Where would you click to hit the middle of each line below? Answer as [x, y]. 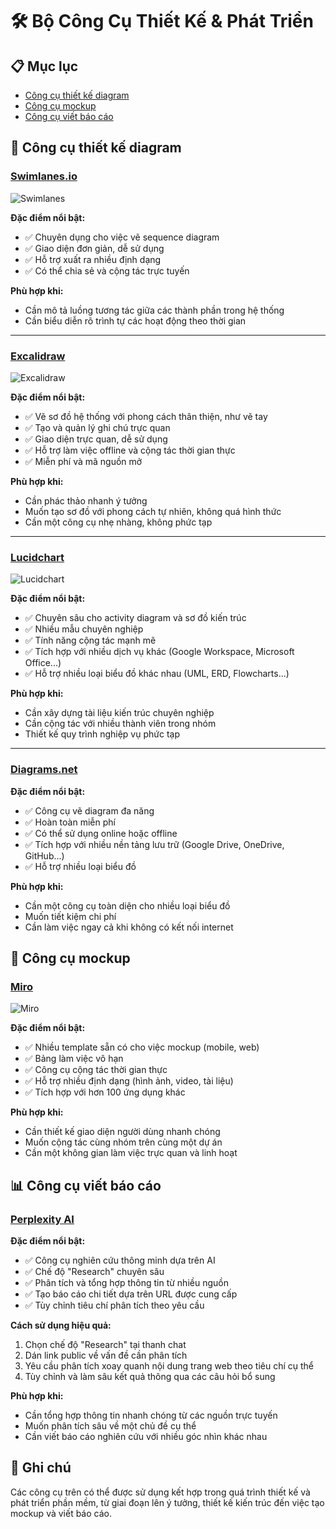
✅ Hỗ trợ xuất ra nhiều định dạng [93, 259]
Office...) [43, 663]
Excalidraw [38, 356]
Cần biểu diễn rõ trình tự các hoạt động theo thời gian [135, 320]
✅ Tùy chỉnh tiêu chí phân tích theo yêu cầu [114, 1305]
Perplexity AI [42, 1219]
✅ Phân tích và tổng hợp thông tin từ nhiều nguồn [126, 1282]
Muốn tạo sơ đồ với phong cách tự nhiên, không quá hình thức [153, 511]
